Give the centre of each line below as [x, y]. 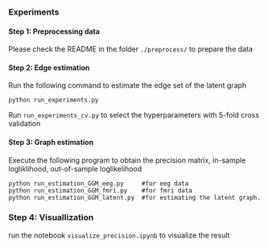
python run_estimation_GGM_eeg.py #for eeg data [99, 184]
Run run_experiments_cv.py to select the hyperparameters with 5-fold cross [134, 115]
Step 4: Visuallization [51, 217]
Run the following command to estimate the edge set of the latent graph [128, 85]
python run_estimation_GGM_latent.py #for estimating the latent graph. [135, 197]
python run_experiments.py [54, 100]
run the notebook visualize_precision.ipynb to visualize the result [119, 235]
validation [25, 124]
